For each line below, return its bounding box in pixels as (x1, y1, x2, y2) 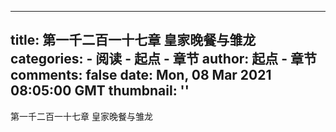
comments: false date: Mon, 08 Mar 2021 (10, 67, 272, 84)
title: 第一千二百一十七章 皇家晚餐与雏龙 (10, 32, 257, 49)
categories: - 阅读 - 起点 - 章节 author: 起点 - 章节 (10, 51, 318, 68)
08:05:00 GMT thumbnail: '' (10, 82, 190, 100)
